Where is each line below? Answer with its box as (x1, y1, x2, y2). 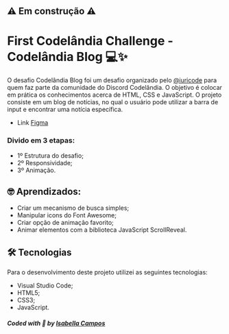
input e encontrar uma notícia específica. (7, 106, 123, 114)
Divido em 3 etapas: (7, 136, 75, 145)
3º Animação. (16, 166, 56, 174)
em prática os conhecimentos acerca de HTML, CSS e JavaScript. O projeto (7, 91, 222, 99)
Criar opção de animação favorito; (16, 219, 114, 227)
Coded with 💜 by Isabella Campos (7, 319, 106, 327)
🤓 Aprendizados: (7, 186, 82, 198)
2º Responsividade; (16, 158, 73, 167)
